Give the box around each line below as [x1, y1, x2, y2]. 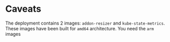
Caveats [5, 3, 41, 15]
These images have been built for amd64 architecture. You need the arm [5, 25, 154, 31]
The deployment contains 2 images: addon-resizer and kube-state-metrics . [5, 20, 165, 26]
